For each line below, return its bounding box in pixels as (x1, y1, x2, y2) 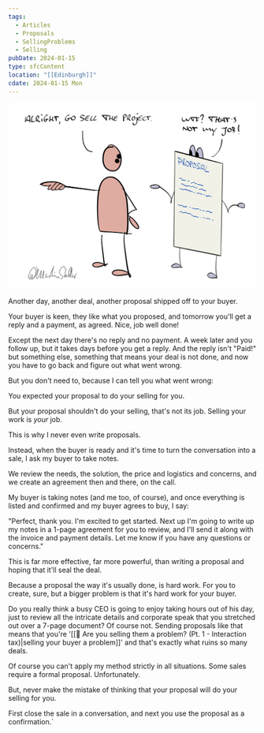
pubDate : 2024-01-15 (8, 54, 76, 62)
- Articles (15, 21, 51, 29)
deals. (8, 646, 28, 656)
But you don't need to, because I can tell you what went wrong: (8, 376, 214, 386)
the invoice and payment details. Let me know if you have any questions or (8, 533, 251, 543)
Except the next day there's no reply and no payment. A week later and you (8, 335, 253, 345)
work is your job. (8, 415, 63, 424)
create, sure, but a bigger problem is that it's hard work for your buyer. (8, 589, 237, 599)
